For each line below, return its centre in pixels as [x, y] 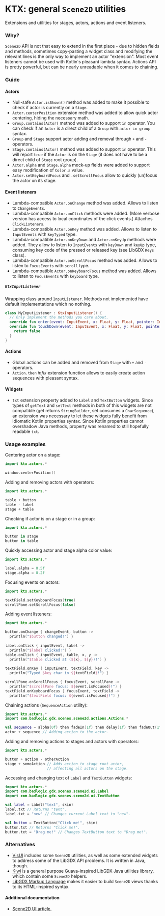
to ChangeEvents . [29, 208]
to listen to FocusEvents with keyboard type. [55, 276]
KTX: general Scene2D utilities [66, 9]
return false [27, 331]
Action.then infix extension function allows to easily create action [79, 372]
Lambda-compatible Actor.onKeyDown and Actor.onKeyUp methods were [84, 239]
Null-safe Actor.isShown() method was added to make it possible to [81, 102]
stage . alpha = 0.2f [25, 573]
